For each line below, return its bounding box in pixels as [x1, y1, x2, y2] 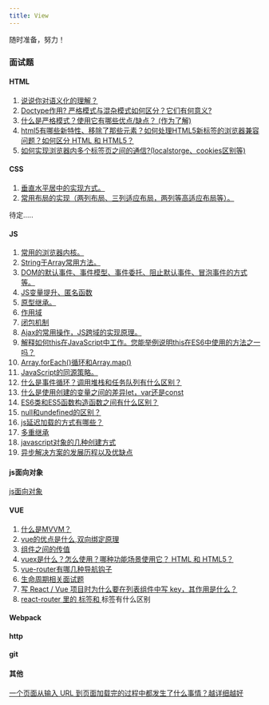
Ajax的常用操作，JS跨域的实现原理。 [20, 328, 142, 337]
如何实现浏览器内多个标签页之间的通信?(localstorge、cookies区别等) [20, 145, 246, 155]
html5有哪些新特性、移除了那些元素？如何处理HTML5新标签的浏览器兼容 [20, 125, 259, 135]
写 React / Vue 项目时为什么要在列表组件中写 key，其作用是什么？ [20, 584, 238, 594]
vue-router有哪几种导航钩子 [20, 564, 113, 574]
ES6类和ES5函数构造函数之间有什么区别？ [20, 397, 159, 408]
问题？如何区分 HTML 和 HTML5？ [20, 135, 134, 145]
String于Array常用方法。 [20, 257, 101, 268]
